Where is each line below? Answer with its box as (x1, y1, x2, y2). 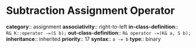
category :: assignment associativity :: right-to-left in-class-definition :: (6, 23, 178, 30)
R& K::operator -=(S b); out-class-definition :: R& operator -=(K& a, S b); (6, 29, 191, 36)
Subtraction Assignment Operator (6, 4, 175, 17)
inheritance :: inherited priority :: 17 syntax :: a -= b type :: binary (6, 35, 161, 42)
